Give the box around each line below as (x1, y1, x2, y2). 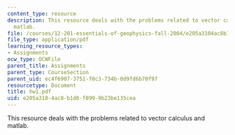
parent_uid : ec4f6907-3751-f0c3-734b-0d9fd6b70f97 (7, 75, 158, 83)
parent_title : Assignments (7, 62, 86, 69)
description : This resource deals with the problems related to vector (7, 17, 220, 24)
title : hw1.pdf (7, 88, 52, 95)
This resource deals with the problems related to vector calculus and (7, 114, 205, 122)
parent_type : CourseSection (7, 69, 90, 76)
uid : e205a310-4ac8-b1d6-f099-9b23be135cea (7, 95, 136, 102)
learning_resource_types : (7, 43, 83, 50)
